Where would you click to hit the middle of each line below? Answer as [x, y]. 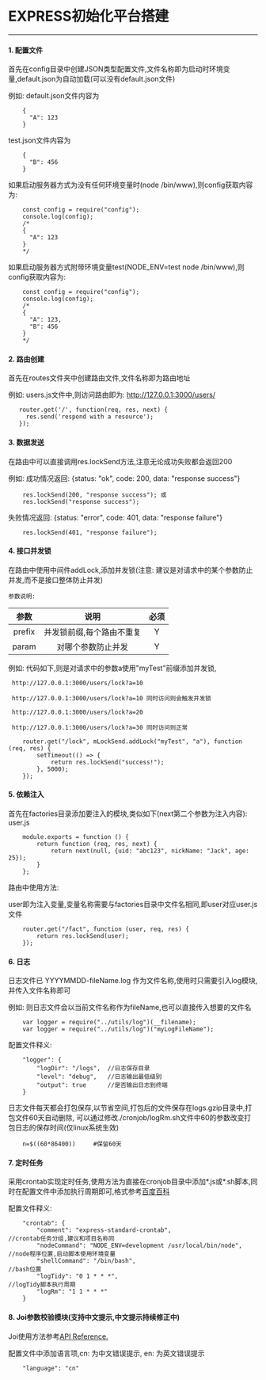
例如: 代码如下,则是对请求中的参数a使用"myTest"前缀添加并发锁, [112, 668]
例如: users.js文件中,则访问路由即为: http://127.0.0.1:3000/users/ [112, 395]
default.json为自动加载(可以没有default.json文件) [96, 79]
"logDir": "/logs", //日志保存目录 [93, 1069]
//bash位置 [25, 1269]
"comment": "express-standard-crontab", [104, 1230]
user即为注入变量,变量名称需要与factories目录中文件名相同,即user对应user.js [133, 904]
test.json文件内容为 [40, 140]
